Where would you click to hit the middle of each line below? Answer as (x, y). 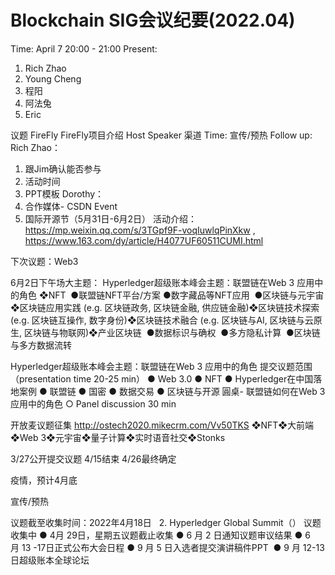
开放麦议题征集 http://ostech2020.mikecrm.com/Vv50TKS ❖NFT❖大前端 (162, 425)
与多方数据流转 (41, 345)
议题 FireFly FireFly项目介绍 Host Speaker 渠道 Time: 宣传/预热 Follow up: (161, 135)
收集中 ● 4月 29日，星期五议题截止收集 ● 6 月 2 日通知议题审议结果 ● (156, 535)
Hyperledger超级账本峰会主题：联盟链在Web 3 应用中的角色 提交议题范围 (161, 366)
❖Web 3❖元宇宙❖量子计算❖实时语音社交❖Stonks (118, 437)
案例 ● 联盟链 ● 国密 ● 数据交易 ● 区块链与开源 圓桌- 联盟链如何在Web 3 (172, 391)
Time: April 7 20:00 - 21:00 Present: (84, 48)
